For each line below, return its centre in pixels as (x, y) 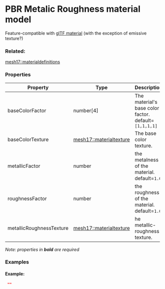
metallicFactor (24, 166)
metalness (147, 160)
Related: (15, 51)
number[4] (86, 110)
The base (146, 133)
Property (38, 87)
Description (149, 87)
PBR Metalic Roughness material (73, 9)
